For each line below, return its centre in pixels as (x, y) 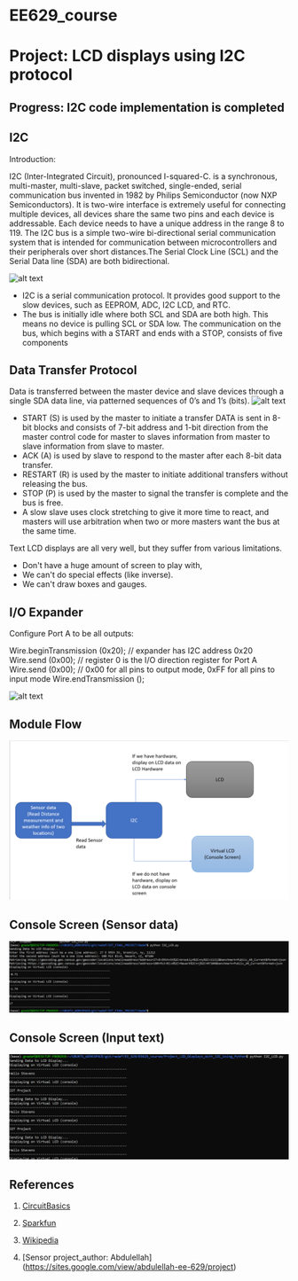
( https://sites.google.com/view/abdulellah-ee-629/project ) (129, 1267)
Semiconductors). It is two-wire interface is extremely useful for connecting (148, 204)
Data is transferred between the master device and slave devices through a (147, 392)
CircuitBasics (46, 1206)
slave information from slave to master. (93, 446)
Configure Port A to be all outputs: (72, 634)
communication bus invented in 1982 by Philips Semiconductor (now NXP (143, 195)
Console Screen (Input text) (87, 1038)
